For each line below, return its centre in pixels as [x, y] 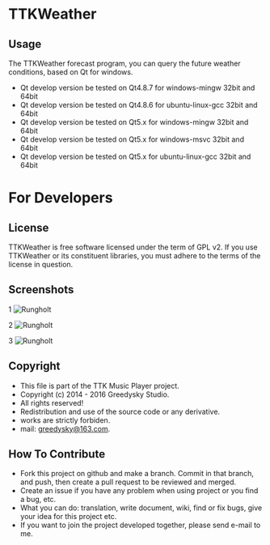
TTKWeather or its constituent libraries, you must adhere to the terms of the [135, 255]
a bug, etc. [38, 500]
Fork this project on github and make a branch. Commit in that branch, [137, 474]
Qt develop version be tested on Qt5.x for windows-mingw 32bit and [134, 122]
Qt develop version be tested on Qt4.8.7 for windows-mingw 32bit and [137, 87]
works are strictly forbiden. [65, 420]
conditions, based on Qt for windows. [71, 72]
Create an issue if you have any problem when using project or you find [139, 491]
